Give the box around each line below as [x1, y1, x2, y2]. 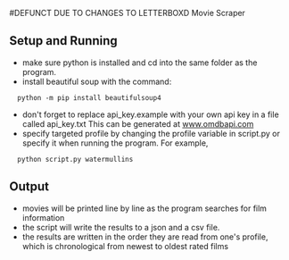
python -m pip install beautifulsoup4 [17, 93, 162, 102]
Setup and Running [9, 33, 118, 48]
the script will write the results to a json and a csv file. [21, 222, 220, 232]
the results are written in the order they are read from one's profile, [21, 231, 268, 242]
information [21, 212, 65, 222]
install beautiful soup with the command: [21, 76, 172, 87]
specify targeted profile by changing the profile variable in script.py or [21, 128, 281, 138]
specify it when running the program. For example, [21, 138, 209, 148]
